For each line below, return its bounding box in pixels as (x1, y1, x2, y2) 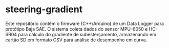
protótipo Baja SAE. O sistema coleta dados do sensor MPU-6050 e (5, 26, 148, 32)
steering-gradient (5, 4, 83, 15)
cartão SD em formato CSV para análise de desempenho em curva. (5, 37, 147, 43)
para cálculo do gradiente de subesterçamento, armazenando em (17, 31, 156, 37)
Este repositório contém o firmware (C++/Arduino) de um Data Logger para (5, 20, 164, 27)
